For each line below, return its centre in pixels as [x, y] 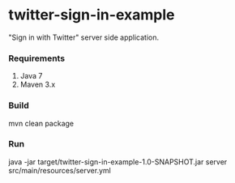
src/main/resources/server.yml [60, 170]
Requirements [37, 58]
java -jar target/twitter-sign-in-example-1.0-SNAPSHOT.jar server [118, 162]
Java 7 [31, 76]
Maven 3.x [38, 85]
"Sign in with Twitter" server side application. [84, 37]
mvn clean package [41, 123]
